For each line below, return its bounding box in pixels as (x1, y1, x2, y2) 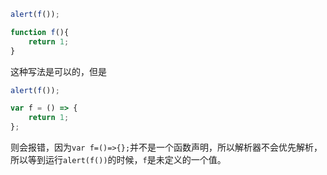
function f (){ (10, 27, 70, 37)
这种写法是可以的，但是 (10, 65, 107, 77)
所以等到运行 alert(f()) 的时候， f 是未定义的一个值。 (10, 154, 227, 165)
